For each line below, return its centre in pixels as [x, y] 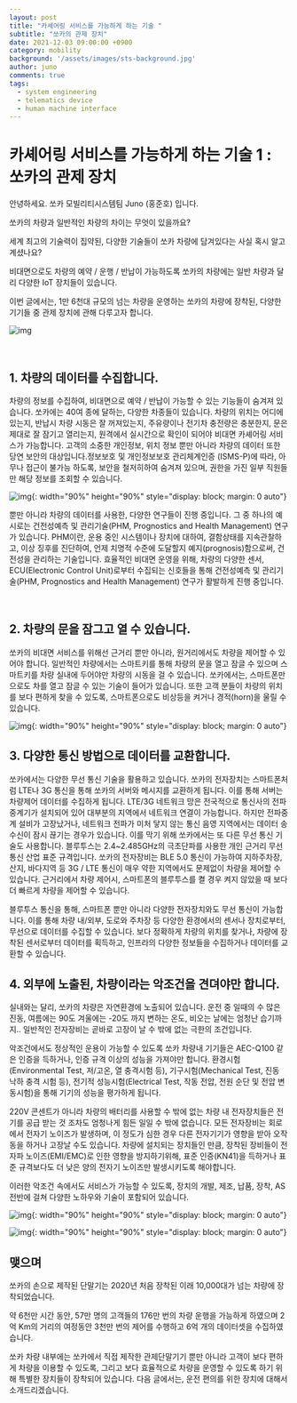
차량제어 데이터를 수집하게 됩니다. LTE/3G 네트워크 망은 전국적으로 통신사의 [140, 801]
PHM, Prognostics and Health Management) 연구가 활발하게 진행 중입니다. [151, 581]
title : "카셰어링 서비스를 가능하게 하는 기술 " [86, 26]
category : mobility [45, 51]
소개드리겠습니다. [39, 1390]
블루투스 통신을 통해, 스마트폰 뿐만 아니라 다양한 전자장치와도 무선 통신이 [134, 909]
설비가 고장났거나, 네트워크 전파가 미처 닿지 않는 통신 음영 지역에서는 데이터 [148, 823]
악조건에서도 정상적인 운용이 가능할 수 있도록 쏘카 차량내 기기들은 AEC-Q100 [142, 1048]
